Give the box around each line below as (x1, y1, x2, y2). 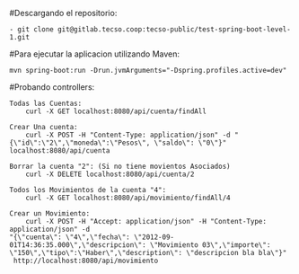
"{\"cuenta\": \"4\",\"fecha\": (9, 233, 130, 242)
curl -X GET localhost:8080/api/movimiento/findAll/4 (25, 193, 231, 202)
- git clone (9, 25, 54, 34)
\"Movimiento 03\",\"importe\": (149, 241, 271, 250)
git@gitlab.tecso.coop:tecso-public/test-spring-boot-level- (57, 25, 292, 34)
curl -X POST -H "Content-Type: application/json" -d (25, 130, 231, 139)
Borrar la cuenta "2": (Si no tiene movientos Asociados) (9, 162, 231, 171)
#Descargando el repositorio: (9, 8, 118, 18)
